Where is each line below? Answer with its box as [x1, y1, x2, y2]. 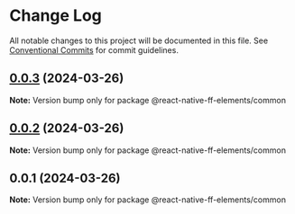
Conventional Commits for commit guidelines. [9, 44, 179, 55]
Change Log [9, 5, 102, 26]
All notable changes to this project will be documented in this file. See [9, 35, 269, 46]
